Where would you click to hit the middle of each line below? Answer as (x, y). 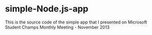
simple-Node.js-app (47, 9)
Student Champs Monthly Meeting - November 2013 (57, 27)
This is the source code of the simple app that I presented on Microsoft (76, 22)
